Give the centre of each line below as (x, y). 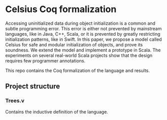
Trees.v (15, 101)
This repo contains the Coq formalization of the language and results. (78, 70)
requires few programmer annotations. (46, 61)
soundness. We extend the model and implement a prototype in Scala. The (83, 50)
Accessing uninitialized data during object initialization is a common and (80, 23)
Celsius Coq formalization (61, 9)
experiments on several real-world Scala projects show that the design (79, 55)
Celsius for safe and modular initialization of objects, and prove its (74, 44)
